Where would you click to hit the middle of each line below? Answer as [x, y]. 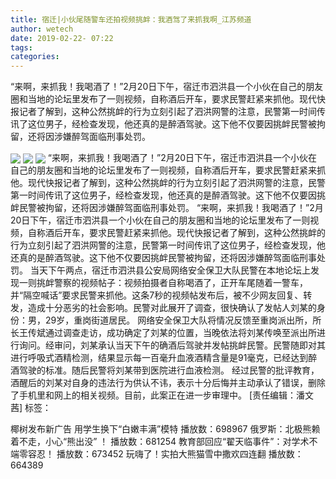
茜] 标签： [31, 408]
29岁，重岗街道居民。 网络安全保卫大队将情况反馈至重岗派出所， [178, 320]
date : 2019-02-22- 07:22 [62, 38]
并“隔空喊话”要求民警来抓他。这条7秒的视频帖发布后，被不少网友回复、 [157, 295]
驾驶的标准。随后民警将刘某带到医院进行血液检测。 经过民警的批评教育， [169, 370]
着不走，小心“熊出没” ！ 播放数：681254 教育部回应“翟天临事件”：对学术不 [164, 442]
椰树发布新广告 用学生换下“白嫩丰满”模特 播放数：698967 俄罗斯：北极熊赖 [165, 429]
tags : [21, 47]
